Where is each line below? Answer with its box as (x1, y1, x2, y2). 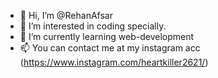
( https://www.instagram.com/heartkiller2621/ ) (19, 56, 209, 68)
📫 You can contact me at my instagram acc (19, 42, 201, 54)
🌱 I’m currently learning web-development (19, 31, 195, 42)
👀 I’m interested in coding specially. (19, 20, 167, 32)
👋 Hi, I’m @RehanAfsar (19, 10, 113, 21)
